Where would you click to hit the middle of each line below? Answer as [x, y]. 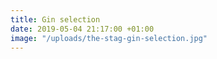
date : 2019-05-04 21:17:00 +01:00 [82, 29]
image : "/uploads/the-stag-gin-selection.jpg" [109, 38]
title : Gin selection [55, 19]
